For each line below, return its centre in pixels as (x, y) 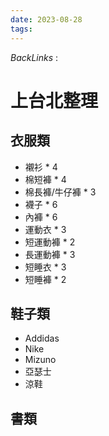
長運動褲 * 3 (50, 254)
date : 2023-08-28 (46, 19)
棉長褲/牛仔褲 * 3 (60, 192)
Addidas (42, 338)
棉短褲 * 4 (45, 179)
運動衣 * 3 (45, 229)
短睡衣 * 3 (45, 267)
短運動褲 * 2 (50, 242)
